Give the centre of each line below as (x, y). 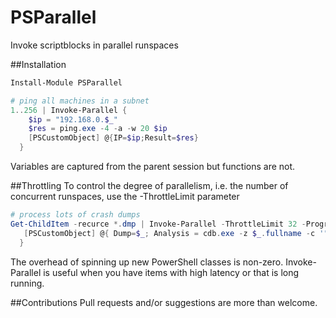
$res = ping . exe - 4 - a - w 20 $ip (98, 129)
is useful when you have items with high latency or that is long (171, 272)
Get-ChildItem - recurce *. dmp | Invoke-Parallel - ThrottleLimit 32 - (158, 224)
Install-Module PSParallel (66, 82)
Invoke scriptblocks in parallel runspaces (94, 45)
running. (27, 283)
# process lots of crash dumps (75, 215)
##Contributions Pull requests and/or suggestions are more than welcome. (164, 302)
